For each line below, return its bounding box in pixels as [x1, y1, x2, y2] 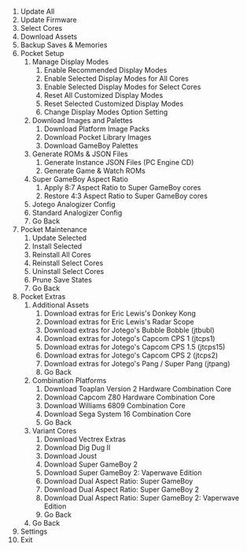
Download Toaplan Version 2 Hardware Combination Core [43, 384, 231, 393]
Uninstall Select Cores [31, 267, 105, 275]
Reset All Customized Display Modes [43, 91, 164, 99]
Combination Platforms [31, 376, 107, 385]
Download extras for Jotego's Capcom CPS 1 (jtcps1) [43, 334, 216, 343]
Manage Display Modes [31, 57, 109, 66]
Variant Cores [31, 426, 77, 435]
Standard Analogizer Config [31, 208, 123, 217]
